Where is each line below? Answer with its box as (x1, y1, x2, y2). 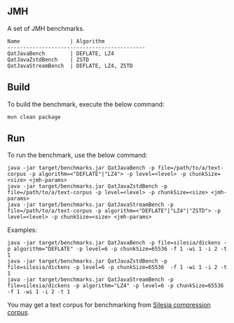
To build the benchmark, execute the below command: (7, 99, 165, 108)
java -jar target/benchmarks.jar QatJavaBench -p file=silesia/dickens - (7, 240, 228, 247)
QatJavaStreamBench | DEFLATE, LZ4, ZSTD (7, 62, 133, 69)
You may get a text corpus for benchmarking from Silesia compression (7, 301, 212, 309)
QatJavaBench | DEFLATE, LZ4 (7, 50, 114, 57)
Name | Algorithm (7, 38, 105, 45)
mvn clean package (7, 114, 61, 121)
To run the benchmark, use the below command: (7, 151, 148, 160)
